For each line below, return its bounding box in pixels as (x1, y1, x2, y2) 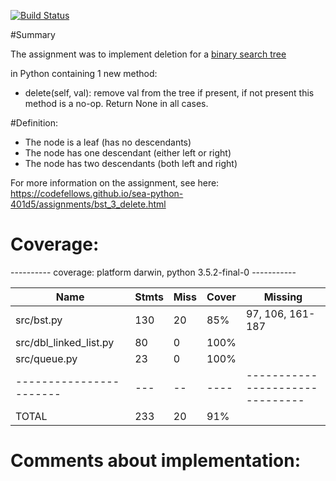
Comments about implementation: (10, 450, 302, 472)
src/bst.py (15, 313, 63, 327)
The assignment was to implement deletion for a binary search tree (10, 48, 287, 60)
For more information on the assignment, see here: (10, 177, 220, 189)
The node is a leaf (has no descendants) (24, 136, 192, 148)
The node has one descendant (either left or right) (24, 147, 232, 159)
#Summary (10, 29, 56, 40)
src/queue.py (15, 351, 78, 365)
